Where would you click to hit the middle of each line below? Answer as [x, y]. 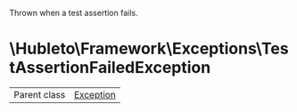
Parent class [40, 94]
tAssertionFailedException [110, 68]
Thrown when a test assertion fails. [74, 13]
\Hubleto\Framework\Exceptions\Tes [149, 49]
